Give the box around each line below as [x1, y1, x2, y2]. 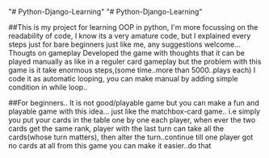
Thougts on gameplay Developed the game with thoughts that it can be [8, 48, 245, 57]
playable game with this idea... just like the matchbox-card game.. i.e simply [8, 106, 261, 116]
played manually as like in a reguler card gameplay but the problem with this [8, 56, 262, 66]
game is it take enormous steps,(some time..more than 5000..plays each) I [8, 65, 256, 75]
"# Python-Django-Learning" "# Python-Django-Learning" [8, 7, 203, 16]
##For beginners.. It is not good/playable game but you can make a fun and [8, 98, 260, 107]
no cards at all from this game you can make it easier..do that [8, 141, 212, 150]
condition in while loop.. [8, 82, 88, 92]
